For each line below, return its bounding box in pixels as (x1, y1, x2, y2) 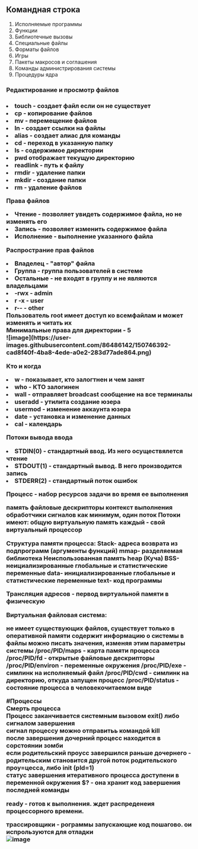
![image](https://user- (6, 333, 72, 342)
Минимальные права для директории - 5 (6, 326, 132, 335)
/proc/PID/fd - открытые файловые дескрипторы (6, 654, 155, 662)
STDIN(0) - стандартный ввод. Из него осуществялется (14, 447, 183, 455)
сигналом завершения (6, 719, 75, 727)
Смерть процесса (6, 704, 61, 713)
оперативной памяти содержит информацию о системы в (6, 631, 184, 640)
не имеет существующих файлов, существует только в (6, 624, 175, 632)
